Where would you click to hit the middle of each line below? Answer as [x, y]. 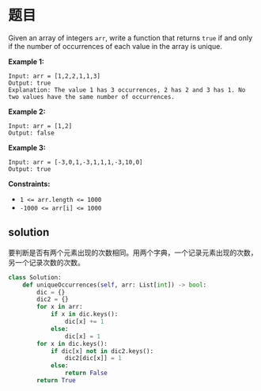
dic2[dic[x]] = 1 [93, 359]
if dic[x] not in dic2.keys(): [102, 351]
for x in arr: [60, 307]
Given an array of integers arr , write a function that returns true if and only [130, 38]
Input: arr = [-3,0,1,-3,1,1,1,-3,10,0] [76, 162]
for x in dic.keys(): [72, 344]
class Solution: [35, 277]
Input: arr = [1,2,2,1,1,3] [55, 76]
